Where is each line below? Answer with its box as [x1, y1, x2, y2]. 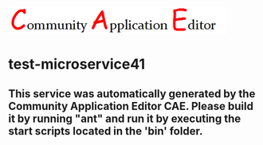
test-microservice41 [8, 55, 146, 73]
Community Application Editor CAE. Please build [8, 99, 253, 113]
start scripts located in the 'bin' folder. [8, 124, 203, 138]
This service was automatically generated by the [8, 87, 256, 100]
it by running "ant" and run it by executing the [8, 112, 241, 125]
